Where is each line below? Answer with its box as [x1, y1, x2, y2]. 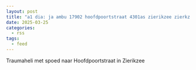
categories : [6, 24, 35, 31]
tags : [6, 36, 19, 41]
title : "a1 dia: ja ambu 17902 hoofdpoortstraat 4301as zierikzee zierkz [6, 14, 191, 20]
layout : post [6, 8, 38, 15]
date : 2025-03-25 [6, 19, 49, 25]
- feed [11, 41, 28, 47]
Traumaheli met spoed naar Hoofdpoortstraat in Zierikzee [6, 57, 145, 64]
